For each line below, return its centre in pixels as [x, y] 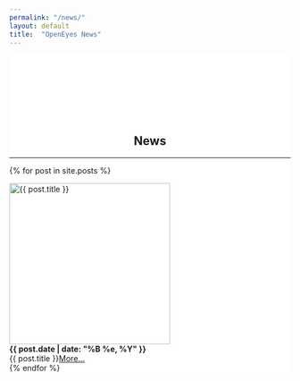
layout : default [39, 26]
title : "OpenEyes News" [55, 34]
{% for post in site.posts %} [60, 171]
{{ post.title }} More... [47, 359]
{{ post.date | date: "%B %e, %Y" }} [78, 349]
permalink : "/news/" [48, 17]
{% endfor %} [35, 368]
